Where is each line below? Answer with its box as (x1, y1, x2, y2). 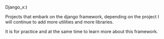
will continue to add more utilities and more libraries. (5, 19, 114, 25)
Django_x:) (5, 4, 28, 10)
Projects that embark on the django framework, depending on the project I (5, 14, 159, 19)
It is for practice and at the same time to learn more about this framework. (5, 29, 158, 34)
